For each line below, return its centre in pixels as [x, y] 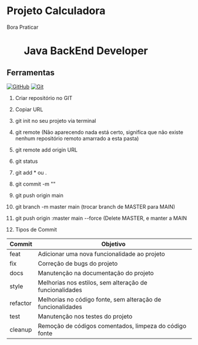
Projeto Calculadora [56, 11]
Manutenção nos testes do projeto [85, 316]
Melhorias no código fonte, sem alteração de [100, 299]
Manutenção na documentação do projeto [96, 273]
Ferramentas [31, 73]
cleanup [21, 329]
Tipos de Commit [36, 229]
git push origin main [39, 195]
